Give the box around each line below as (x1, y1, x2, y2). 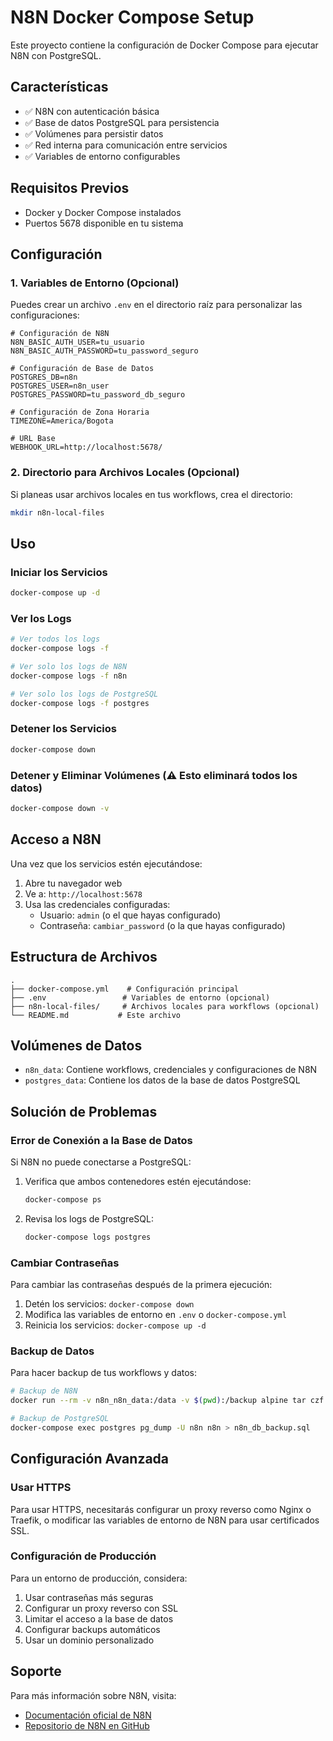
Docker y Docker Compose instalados (24, 206, 182, 218)
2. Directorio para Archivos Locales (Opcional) (10, 466, 240, 480)
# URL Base (10, 434, 56, 444)
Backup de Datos (10, 1344, 95, 1358)
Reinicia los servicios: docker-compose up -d (24, 1319, 207, 1331)
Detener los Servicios (10, 722, 117, 736)
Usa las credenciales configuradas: (24, 898, 171, 910)
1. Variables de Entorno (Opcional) (10, 276, 180, 290)
